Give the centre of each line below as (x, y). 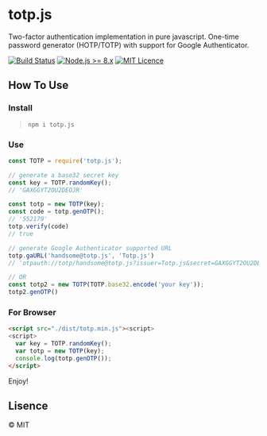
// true (21, 233)
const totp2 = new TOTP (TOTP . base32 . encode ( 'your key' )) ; (106, 285)
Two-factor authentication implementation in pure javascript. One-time (124, 37)
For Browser (33, 312)
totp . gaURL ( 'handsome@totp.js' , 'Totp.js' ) (81, 256)
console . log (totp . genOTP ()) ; (64, 358)
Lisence (28, 405)
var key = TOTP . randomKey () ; (64, 344)
